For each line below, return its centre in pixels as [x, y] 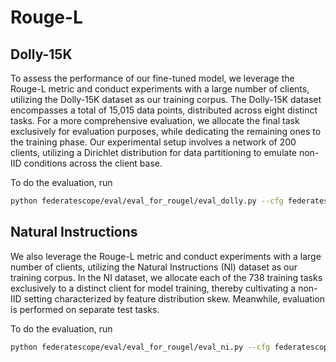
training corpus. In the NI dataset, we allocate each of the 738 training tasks [166, 277]
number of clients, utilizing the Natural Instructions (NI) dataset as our [154, 267]
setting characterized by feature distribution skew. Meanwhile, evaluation [174, 298]
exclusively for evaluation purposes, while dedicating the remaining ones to [166, 131]
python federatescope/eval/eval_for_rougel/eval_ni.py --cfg [140, 347]
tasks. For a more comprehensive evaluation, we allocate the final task [155, 120]
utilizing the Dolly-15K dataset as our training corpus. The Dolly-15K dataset [166, 99]
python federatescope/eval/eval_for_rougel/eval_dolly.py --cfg [147, 201]
